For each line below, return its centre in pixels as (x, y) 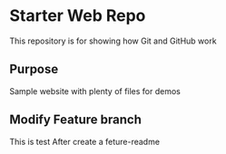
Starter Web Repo (78, 16)
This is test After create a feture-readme (85, 141)
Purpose (34, 69)
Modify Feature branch (76, 120)
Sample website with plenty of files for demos (95, 91)
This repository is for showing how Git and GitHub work (113, 41)
